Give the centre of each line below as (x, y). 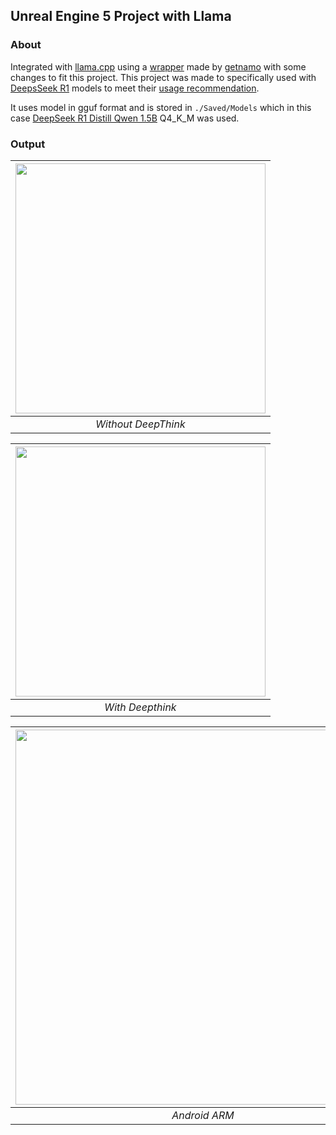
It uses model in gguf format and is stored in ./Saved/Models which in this (161, 107)
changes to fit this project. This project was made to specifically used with (163, 77)
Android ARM (203, 1115)
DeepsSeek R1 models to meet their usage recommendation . (135, 88)
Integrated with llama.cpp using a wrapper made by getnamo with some (158, 66)
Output (28, 144)
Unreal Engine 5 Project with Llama (121, 16)
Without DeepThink (140, 424)
